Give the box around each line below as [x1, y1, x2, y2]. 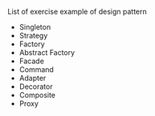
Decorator [18, 82, 53, 91]
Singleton [18, 22, 51, 31]
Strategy [18, 31, 48, 40]
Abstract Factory [18, 48, 75, 57]
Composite [18, 90, 56, 99]
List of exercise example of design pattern [7, 7, 147, 16]
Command [18, 65, 54, 74]
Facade [18, 56, 45, 66]
